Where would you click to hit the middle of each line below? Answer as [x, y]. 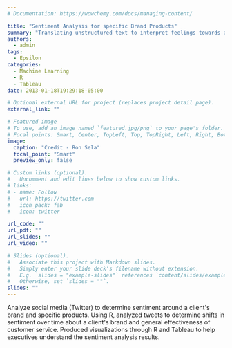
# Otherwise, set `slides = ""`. [58, 282]
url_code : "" [26, 224]
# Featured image [32, 122]
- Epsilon [27, 58]
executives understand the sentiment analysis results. [84, 337]
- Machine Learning [41, 71]
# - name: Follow [32, 192]
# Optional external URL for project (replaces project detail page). [111, 103]
